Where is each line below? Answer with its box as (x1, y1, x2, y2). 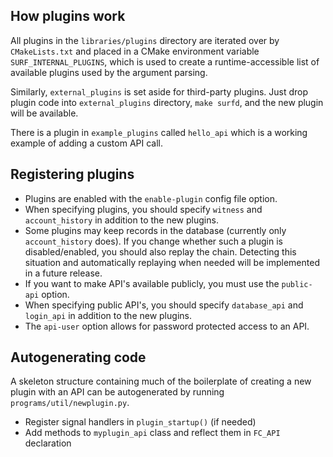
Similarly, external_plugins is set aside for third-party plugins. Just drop (10, 85, 309, 98)
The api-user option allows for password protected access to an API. (24, 320, 310, 332)
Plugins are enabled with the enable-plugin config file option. (24, 192, 278, 204)
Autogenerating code (10, 349, 147, 366)
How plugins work (10, 8, 126, 25)
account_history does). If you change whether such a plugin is (24, 235, 283, 247)
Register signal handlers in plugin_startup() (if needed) (24, 416, 257, 428)
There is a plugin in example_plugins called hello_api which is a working (10, 126, 308, 138)
